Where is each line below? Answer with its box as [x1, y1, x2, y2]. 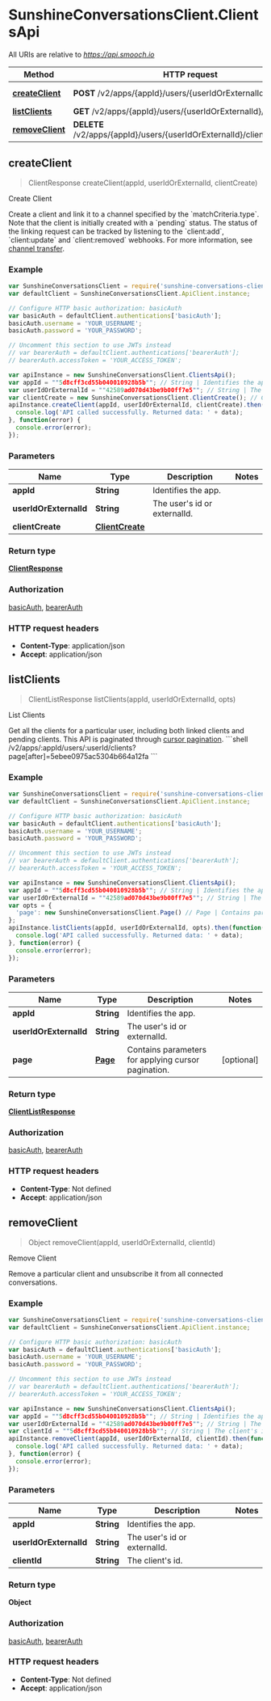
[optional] [221, 1053, 259, 1065]
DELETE [73, 119, 104, 130]
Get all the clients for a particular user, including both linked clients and [8, 725, 244, 735]
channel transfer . [8, 243, 65, 253]
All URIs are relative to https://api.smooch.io [8, 49, 155, 59]
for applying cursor [127, 1053, 200, 1065]
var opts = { [8, 901, 52, 910]
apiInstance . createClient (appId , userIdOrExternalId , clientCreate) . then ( [8, 401, 265, 409]
